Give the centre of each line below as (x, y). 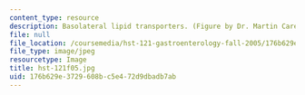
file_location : (38, 43)
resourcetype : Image (49, 60)
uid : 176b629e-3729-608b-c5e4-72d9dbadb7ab (93, 77)
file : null (30, 34)
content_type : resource (54, 18)
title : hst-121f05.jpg (52, 69)
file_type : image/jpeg (52, 52)
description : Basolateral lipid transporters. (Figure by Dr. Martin (144, 26)
